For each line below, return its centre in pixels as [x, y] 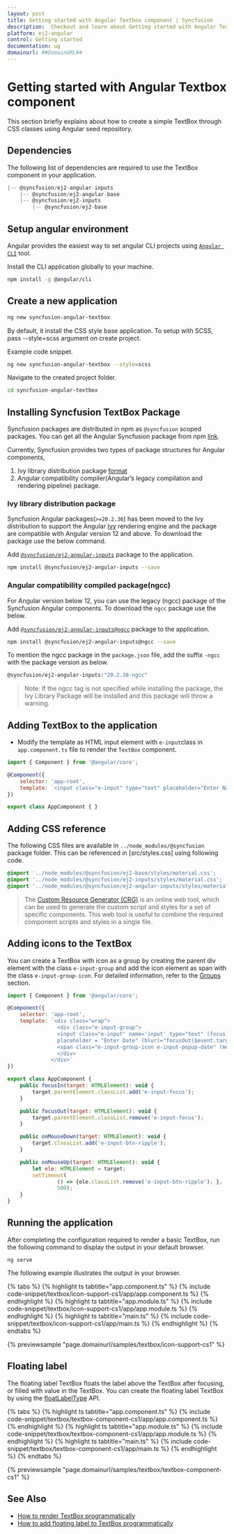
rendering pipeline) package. [59, 486]
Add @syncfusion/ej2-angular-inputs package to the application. [101, 555]
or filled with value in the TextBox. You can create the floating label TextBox [116, 1390]
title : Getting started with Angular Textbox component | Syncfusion [110, 20]
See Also [27, 1499]
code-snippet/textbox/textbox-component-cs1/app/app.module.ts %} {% [112, 1434]
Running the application [60, 1223]
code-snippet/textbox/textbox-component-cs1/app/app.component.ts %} [112, 1419]
